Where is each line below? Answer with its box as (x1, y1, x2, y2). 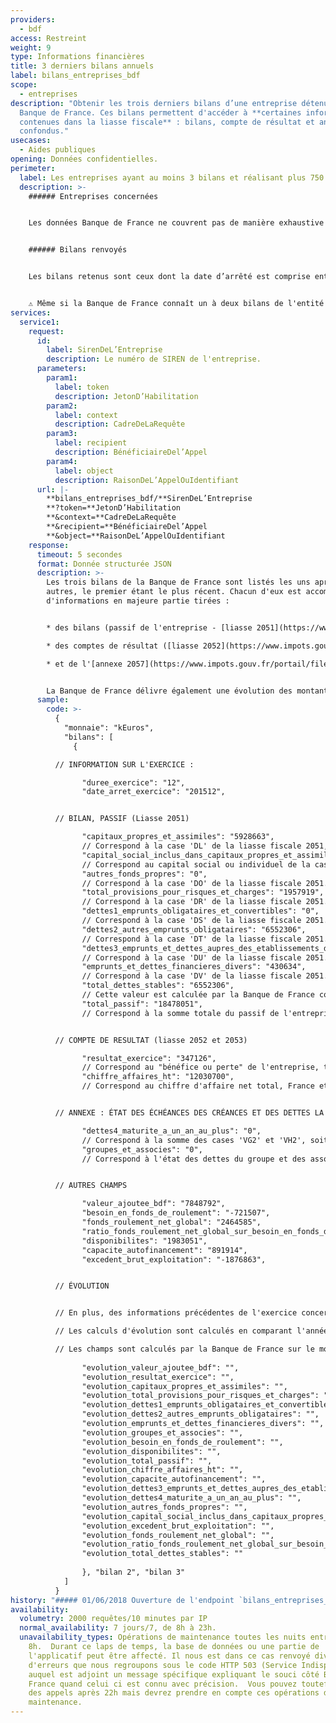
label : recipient (54, 438, 128, 448)
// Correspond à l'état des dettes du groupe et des (81, 1154, 307, 1164)
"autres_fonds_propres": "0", (81, 869, 208, 879)
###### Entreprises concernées (28, 191, 159, 201)
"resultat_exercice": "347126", (81, 1053, 217, 1063)
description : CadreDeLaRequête (54, 419, 186, 430)
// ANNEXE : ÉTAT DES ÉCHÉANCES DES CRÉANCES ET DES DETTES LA (54, 1108, 325, 1118)
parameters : (36, 364, 87, 374)
